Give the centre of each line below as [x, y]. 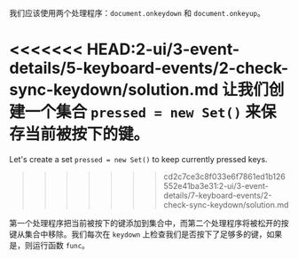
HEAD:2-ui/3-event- [163, 49]
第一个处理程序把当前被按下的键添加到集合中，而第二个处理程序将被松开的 [145, 223]
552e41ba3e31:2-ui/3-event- [216, 185]
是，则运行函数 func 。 [50, 245]
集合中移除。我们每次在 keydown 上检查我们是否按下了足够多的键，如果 [153, 234]
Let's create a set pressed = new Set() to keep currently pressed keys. [138, 159]
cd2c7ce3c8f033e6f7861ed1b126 [224, 177]
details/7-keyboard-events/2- [218, 195]
